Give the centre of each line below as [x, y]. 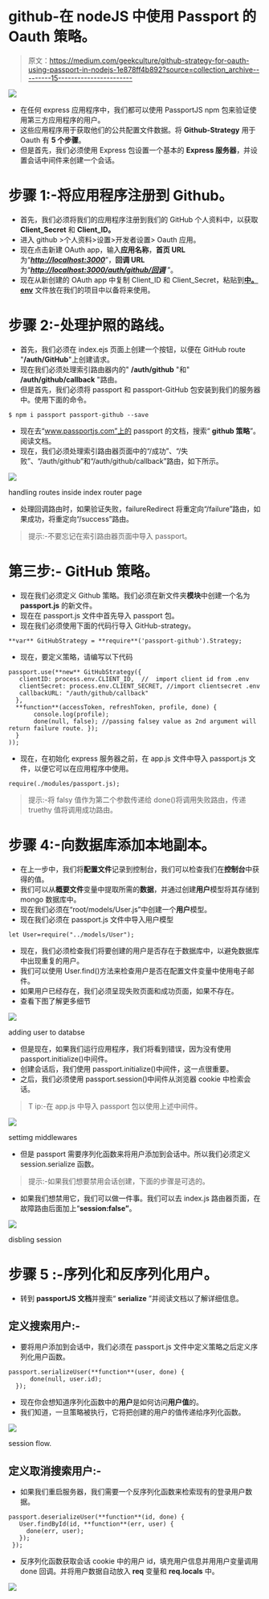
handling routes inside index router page [75, 492]
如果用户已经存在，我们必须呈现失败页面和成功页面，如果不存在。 [129, 990]
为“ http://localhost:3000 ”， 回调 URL [82, 259]
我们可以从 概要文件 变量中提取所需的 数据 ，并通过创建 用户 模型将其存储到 [139, 889]
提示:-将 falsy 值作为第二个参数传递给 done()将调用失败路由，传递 [137, 799]
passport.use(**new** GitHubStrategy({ [75, 672]
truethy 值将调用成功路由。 [73, 809]
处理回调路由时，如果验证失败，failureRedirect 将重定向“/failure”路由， [137, 509]
